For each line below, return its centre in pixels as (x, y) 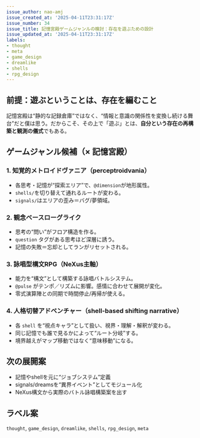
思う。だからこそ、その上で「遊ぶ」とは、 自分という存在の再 (112, 123)
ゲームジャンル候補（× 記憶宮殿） (69, 152)
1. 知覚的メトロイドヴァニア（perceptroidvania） (79, 170)
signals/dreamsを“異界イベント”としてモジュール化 (79, 385)
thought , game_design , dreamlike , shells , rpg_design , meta (78, 428)
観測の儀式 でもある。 (43, 131)
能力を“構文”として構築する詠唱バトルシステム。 (76, 278)
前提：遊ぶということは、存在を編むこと (82, 100)
